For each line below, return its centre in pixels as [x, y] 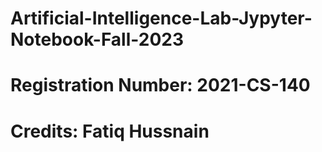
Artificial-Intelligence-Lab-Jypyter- [161, 18]
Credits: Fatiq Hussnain [110, 131]
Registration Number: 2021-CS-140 [160, 85]
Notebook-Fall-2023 [97, 39]
